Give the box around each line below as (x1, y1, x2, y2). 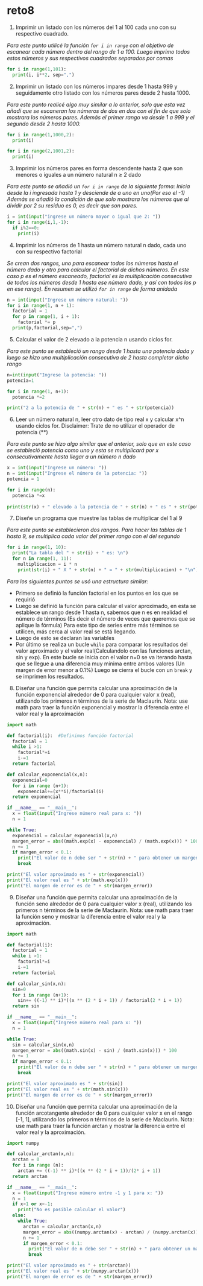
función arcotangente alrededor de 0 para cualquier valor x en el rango (15, 1109, 192, 1117)
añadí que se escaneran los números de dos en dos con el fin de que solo (7, 107, 191, 115)
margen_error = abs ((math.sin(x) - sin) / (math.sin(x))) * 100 (12, 1047, 177, 1053)
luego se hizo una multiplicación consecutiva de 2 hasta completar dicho (7, 353, 189, 361)
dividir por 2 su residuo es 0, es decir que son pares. (7, 202, 138, 209)
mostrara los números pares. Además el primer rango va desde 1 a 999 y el (7, 113, 195, 121)
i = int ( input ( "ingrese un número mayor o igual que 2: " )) (7, 214, 161, 220)
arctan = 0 (12, 1156, 40, 1163)
